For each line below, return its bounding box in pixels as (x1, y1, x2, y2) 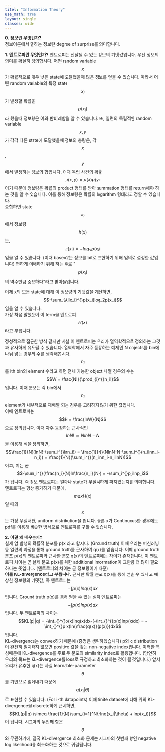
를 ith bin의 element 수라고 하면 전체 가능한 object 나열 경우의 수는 (5, 368, 134, 374)
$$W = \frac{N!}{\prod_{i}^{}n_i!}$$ (46, 376, 119, 382)
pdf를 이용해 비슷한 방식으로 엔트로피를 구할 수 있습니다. (5, 524, 113, 530)
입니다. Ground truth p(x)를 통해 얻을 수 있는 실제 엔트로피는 (5, 594, 122, 600)
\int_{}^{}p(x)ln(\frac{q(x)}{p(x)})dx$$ (44, 623, 122, 629)
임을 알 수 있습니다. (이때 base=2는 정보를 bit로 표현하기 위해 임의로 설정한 (5, 255, 149, 261)
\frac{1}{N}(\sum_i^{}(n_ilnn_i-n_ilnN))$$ (48, 454, 132, 460)
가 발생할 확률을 (5, 98, 36, 104)
